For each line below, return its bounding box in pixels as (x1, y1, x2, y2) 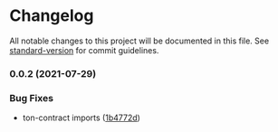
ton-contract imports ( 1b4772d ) (22, 112, 140, 123)
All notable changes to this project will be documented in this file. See (9, 35, 270, 46)
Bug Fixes (9, 91, 54, 104)
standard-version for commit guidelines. (9, 44, 159, 55)
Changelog (9, 5, 94, 26)
